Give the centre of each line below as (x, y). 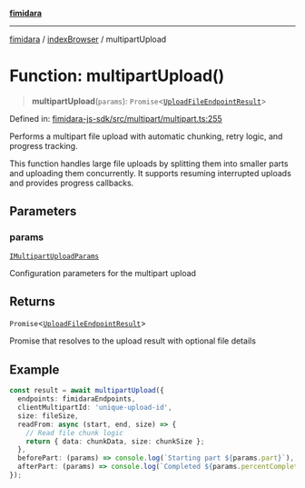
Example (34, 369)
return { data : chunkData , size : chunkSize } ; (115, 441)
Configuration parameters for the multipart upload (103, 273)
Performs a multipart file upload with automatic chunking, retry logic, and (146, 136)
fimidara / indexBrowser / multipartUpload (88, 39)
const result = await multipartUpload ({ (87, 391)
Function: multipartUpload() (117, 76)
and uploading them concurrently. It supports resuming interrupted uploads (151, 173)
